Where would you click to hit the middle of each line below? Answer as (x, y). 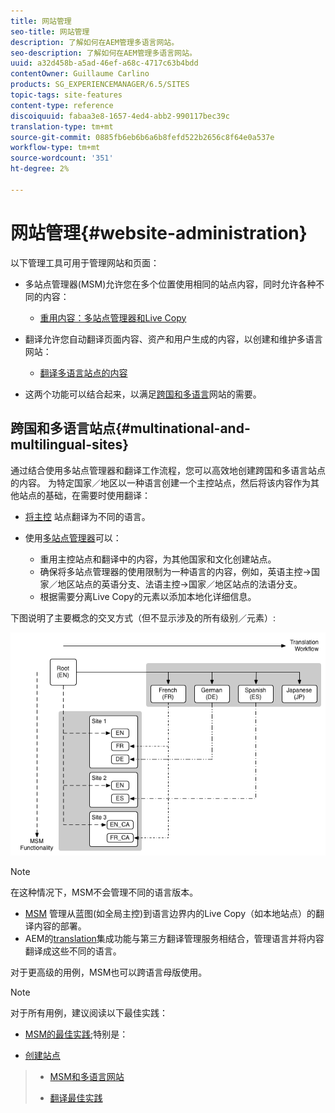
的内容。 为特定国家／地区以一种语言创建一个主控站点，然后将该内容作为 (160, 482)
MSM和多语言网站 (87, 1077)
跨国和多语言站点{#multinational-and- (130, 428)
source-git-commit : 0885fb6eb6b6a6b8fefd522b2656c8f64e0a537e (142, 137)
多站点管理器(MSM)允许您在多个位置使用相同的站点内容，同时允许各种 (170, 284)
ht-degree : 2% (40, 169)
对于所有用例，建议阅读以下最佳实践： (89, 1013)
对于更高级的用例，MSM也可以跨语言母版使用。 (109, 972)
